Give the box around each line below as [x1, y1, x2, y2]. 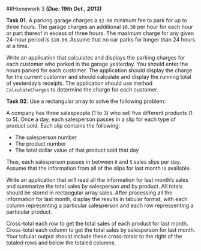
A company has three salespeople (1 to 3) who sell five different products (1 [6, 110, 193, 116]
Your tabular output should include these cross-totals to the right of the [6, 233, 182, 240]
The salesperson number [14, 134, 77, 141]
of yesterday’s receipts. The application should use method [6, 79, 153, 87]
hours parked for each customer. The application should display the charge [6, 67, 193, 74]
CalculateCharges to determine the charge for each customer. [6, 86, 159, 93]
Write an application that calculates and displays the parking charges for [6, 54, 185, 61]
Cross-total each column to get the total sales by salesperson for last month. [6, 226, 196, 234]
